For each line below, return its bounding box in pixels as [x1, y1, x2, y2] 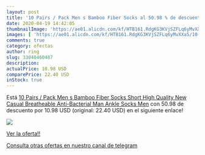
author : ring [6, 49, 40, 55]
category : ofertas [6, 43, 53, 49]
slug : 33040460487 [6, 54, 53, 60]
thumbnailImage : [6, 26, 48, 32]
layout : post [6, 9, 40, 15]
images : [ [6, 32, 32, 38]
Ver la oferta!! [6, 130, 41, 137]
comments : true [6, 37, 45, 43]
